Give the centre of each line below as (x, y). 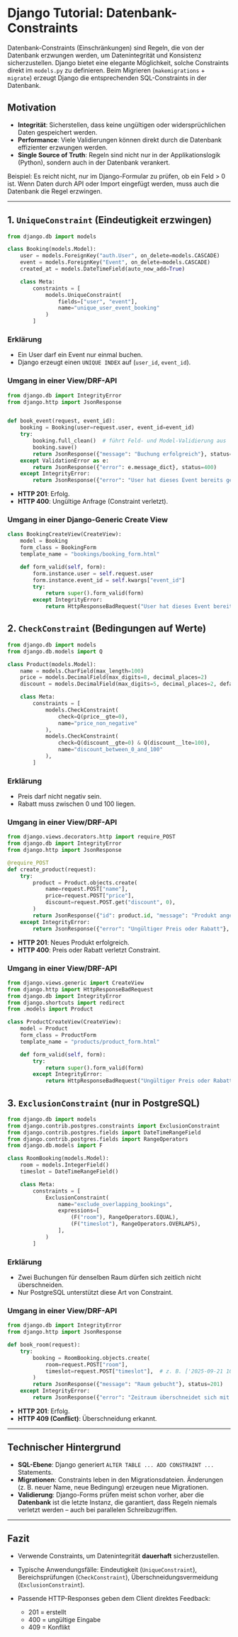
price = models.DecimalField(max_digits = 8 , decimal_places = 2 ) (114, 677)
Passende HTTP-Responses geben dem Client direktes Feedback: (114, 1598)
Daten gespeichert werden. (57, 132)
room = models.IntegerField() (65, 1165)
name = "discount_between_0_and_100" (110, 750)
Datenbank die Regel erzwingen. (55, 191)
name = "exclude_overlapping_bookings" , (115, 1204)
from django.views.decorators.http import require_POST (91, 837)
